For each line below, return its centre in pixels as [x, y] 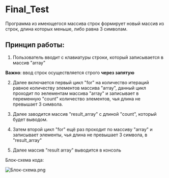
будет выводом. [30, 119]
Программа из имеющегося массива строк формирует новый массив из [85, 23]
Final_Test [27, 9]
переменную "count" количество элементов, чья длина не [77, 98]
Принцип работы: [35, 45]
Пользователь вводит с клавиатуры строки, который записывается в [88, 57]
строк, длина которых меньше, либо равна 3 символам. [66, 29]
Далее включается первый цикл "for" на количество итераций [81, 82]
